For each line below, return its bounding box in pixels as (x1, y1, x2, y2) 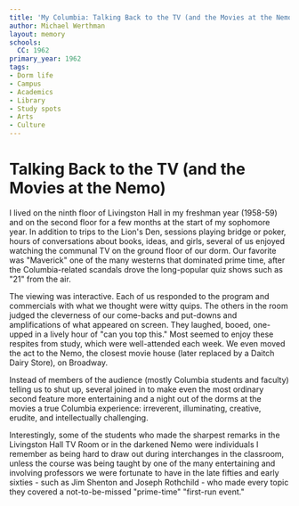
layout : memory (9, 29, 66, 38)
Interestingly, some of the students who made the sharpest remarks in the (9, 429, 280, 440)
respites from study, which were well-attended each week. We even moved (9, 338, 286, 348)
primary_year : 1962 (9, 54, 82, 63)
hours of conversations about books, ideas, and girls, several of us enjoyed (9, 235, 286, 246)
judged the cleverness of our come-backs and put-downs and (9, 309, 238, 321)
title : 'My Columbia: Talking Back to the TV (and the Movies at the (9, 12, 273, 22)
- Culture (9, 121, 46, 130)
